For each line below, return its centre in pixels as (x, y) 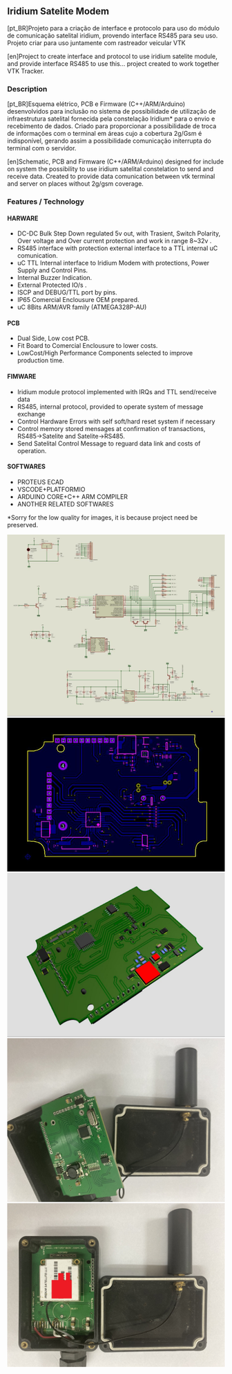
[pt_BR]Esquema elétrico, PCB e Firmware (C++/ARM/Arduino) (96, 104)
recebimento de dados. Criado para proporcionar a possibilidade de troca (112, 126)
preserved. (23, 525)
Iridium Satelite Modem (58, 11)
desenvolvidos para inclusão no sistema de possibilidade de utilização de (112, 112)
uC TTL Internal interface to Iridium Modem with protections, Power (113, 263)
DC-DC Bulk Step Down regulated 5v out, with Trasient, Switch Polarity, (119, 234)
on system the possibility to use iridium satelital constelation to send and (110, 169)
